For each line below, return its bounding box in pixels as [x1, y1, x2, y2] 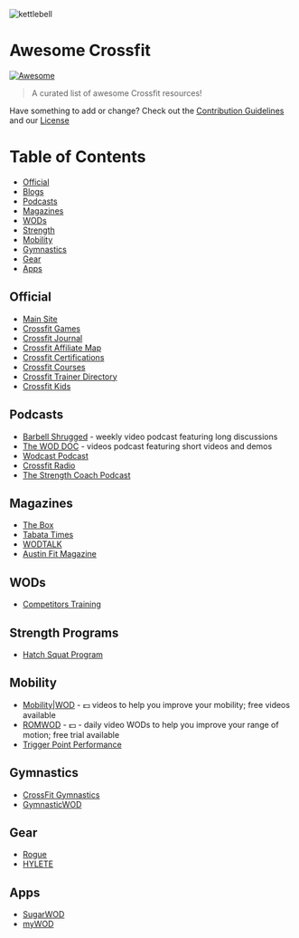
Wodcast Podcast [22, 450, 89, 461]
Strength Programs [9, 625, 119, 640]
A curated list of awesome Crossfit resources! [31, 87, 202, 99]
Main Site [22, 313, 58, 324]
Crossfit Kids [22, 380, 71, 391]
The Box [22, 520, 54, 531]
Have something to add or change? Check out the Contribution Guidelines [9, 105, 285, 116]
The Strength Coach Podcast [22, 469, 131, 480]
